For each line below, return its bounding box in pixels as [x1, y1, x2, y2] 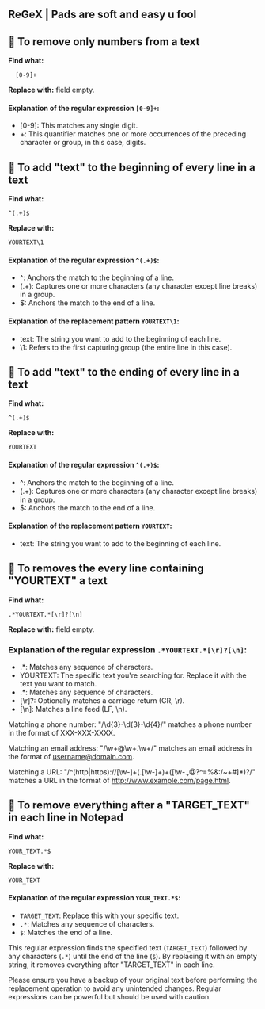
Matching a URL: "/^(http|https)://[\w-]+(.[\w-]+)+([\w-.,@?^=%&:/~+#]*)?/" [8, 766, 256, 777]
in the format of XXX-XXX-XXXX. [8, 728, 115, 737]
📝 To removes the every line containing [8, 562, 204, 575]
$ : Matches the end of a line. [19, 927, 113, 937]
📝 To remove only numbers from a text [8, 35, 200, 48]
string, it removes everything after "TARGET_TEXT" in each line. [8, 960, 215, 969]
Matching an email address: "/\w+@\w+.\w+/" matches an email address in [8, 743, 252, 753]
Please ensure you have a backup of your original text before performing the [8, 975, 258, 984]
